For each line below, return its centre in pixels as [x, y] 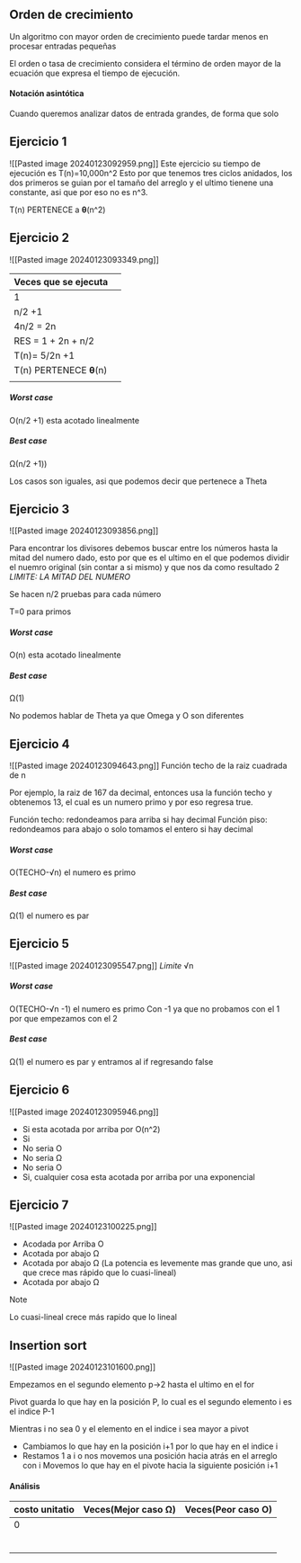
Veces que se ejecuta [61, 281]
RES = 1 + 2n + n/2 [54, 341]
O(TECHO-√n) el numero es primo [73, 872]
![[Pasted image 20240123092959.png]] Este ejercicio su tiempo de [135, 163]
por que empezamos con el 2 [64, 1018]
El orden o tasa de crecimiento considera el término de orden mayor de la [145, 63]
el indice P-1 [32, 1412]
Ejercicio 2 [40, 238]
